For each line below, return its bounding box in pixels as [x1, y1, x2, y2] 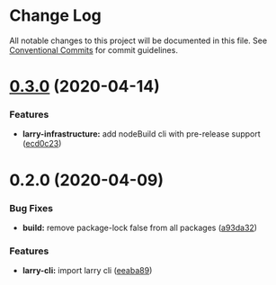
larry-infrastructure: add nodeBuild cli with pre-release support [22, 129, 261, 139]
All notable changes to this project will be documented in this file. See [9, 35, 268, 46]
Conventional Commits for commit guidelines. [9, 44, 178, 55]
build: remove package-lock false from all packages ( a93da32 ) [22, 222, 258, 233]
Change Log [9, 5, 102, 26]
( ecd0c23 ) [22, 138, 62, 149]
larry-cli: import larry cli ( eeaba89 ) [22, 265, 153, 276]
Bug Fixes [9, 201, 54, 214]
